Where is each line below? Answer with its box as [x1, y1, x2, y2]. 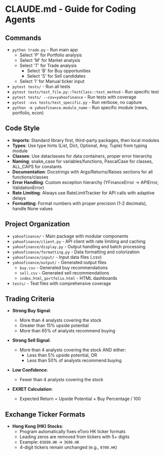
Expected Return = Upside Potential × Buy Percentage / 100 [19, 396, 141, 402]
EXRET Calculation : [12, 386, 53, 392]
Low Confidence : [12, 367, 48, 373]
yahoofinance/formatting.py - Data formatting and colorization [12, 249, 140, 255]
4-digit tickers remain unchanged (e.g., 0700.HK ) [19, 444, 117, 451]
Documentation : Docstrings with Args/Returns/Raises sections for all [12, 169, 153, 175]
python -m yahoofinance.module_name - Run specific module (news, [12, 105, 149, 110]
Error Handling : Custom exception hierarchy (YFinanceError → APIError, [12, 179, 159, 185]
